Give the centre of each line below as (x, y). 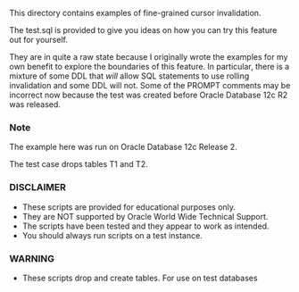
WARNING (32, 258)
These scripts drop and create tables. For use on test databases (140, 278)
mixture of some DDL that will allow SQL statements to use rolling (129, 76)
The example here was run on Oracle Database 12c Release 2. (124, 147)
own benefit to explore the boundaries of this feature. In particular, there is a (149, 67)
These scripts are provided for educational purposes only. (129, 207)
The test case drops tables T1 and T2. (79, 164)
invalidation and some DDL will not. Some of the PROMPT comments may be (150, 85)
